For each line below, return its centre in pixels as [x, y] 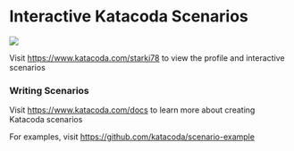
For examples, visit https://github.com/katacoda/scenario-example [132, 137]
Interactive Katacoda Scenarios [129, 17]
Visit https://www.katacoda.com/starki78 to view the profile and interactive [147, 58]
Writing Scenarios [49, 90]
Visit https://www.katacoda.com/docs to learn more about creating [132, 110]
